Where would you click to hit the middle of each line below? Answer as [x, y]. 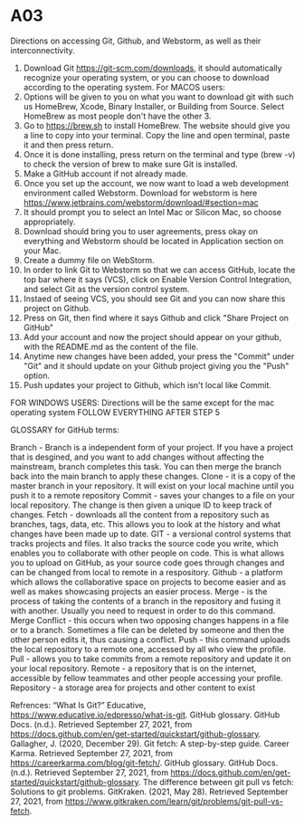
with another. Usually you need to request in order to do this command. [143, 611]
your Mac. [42, 251]
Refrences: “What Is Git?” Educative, [78, 705]
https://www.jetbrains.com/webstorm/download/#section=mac [141, 202]
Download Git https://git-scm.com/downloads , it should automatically [153, 68]
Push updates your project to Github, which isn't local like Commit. [147, 384]
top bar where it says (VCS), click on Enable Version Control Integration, [157, 279]
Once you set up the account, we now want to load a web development [156, 183]
